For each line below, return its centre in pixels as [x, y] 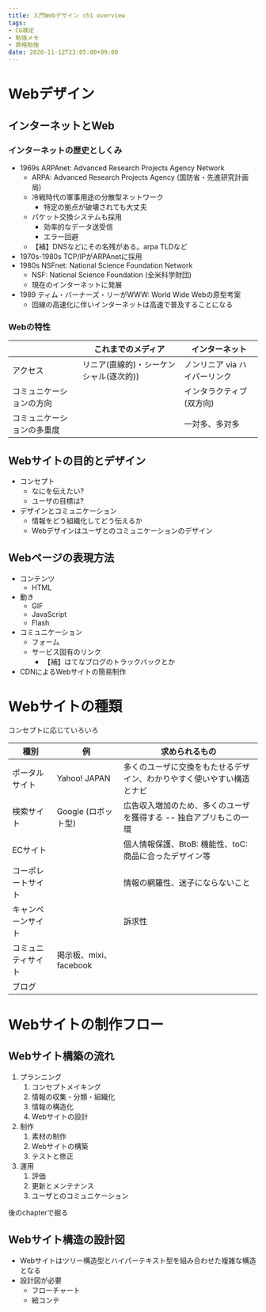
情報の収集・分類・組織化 [73, 1097]
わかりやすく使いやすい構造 [198, 778]
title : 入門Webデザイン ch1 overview [67, 15]
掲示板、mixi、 [84, 955]
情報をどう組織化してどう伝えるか [87, 520]
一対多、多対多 [212, 424]
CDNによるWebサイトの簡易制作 [73, 671]
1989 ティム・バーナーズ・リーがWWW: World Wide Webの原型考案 [130, 295]
